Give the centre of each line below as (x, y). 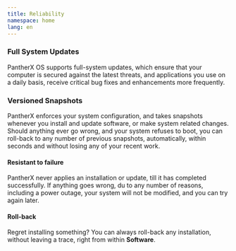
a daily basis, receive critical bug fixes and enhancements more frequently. (116, 82)
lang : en (20, 27)
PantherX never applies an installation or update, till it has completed (107, 178)
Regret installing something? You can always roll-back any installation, (109, 232)
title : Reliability (36, 14)
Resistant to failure (36, 162)
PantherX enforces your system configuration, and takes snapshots (105, 116)
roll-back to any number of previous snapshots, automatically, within (107, 138)
